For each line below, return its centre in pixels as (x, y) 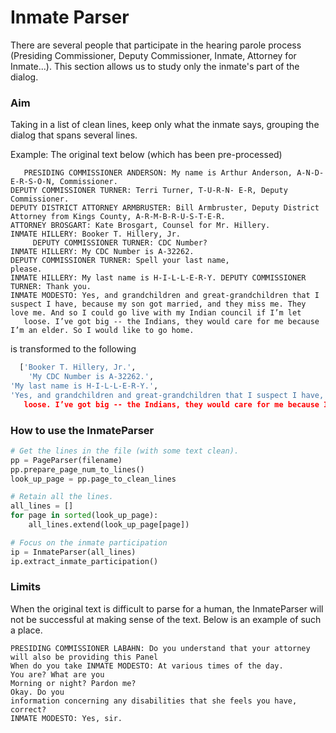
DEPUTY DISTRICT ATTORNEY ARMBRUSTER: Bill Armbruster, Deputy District (165, 208)
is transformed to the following (73, 349)
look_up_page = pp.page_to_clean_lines (93, 479)
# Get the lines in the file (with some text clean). (125, 451)
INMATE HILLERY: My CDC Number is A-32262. (102, 252)
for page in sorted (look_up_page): (84, 516)
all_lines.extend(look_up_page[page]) (109, 525)
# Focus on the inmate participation (89, 542)
